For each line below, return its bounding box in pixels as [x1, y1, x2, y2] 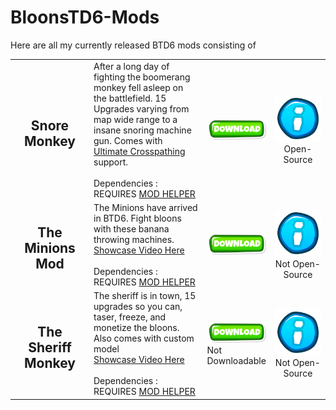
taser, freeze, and [93, 311, 167, 323]
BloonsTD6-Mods [10, 6, 160, 29]
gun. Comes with [93, 134, 163, 146]
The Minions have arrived [93, 201, 198, 213]
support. [93, 156, 129, 168]
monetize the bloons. [93, 322, 180, 334]
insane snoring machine [93, 124, 192, 136]
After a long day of [93, 60, 170, 72]
